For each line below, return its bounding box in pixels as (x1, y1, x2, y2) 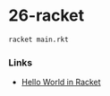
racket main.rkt (8, 35, 69, 44)
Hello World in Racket (21, 77, 101, 88)
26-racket (8, 5, 85, 26)
